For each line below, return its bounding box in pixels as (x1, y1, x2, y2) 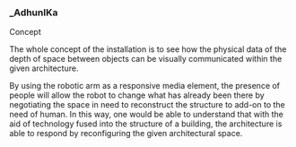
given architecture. (9, 63, 79, 73)
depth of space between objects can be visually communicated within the (9, 54, 283, 65)
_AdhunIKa (9, 6, 58, 19)
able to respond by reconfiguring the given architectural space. (9, 128, 243, 139)
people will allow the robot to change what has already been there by (9, 90, 265, 100)
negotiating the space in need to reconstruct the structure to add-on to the (9, 99, 285, 110)
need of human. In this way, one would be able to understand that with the (9, 109, 284, 120)
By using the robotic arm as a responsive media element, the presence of (9, 81, 281, 91)
